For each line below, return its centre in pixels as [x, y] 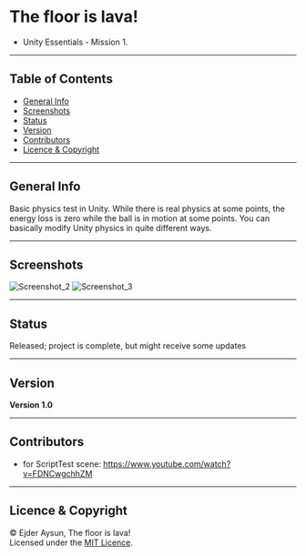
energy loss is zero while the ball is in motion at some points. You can [140, 218]
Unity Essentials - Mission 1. [75, 42]
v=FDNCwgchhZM [57, 473]
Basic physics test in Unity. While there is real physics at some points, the [147, 208]
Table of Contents [61, 79]
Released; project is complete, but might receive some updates [128, 346]
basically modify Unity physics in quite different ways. [111, 227]
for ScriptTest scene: [62, 464]
